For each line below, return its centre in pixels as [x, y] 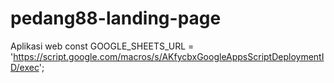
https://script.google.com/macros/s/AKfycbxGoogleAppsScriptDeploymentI [169, 56]
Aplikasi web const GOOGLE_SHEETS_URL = [102, 46]
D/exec [25, 67]
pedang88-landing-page [116, 18]
